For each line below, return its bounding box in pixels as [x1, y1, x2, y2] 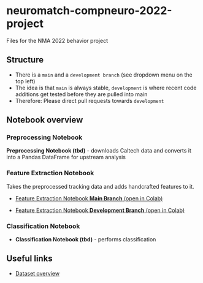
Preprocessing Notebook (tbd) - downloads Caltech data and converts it [6, 147, 192, 154]
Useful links [6, 254, 53, 264]
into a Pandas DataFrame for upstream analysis [6, 154, 126, 161]
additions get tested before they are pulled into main [15, 90, 148, 98]
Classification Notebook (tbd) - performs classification [15, 236, 156, 243]
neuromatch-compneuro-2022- [6, 4, 172, 18]
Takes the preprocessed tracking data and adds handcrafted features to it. [6, 183, 194, 190]
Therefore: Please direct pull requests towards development [15, 97, 164, 104]
